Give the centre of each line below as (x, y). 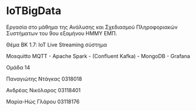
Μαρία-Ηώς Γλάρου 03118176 (43, 102)
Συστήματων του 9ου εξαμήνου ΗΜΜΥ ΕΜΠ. (62, 33)
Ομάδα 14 (18, 67)
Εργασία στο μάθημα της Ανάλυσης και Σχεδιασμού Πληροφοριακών (92, 27)
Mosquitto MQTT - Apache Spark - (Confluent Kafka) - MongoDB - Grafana (98, 56)
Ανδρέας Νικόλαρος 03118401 (44, 90)
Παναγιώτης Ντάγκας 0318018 (44, 79)
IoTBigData (34, 11)
